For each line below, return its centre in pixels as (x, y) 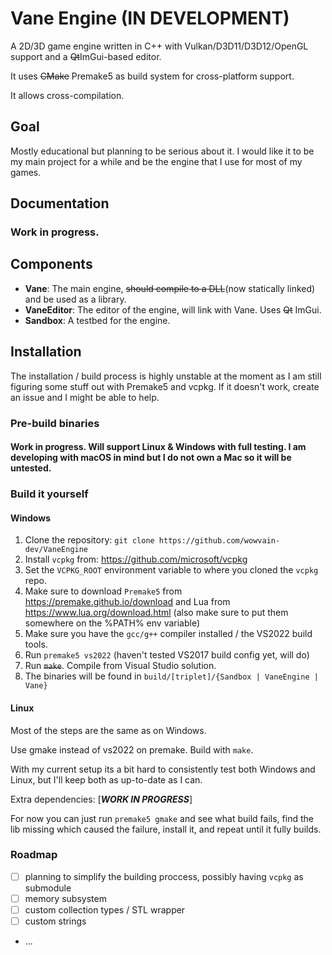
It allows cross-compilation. (67, 95)
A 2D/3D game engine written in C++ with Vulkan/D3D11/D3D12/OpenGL (159, 46)
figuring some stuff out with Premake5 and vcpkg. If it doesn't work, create (165, 386)
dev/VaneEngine (56, 550)
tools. (36, 644)
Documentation (60, 203)
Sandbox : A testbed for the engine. (97, 320)
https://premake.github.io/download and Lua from (127, 602)
